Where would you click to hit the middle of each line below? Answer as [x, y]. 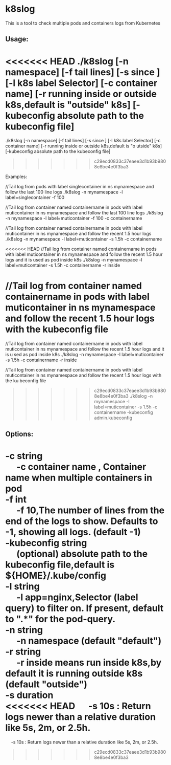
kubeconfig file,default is [60, 565]
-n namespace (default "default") [89, 641]
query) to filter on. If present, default [84, 608]
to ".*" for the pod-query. [60, 619]
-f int [16, 499]
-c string [24, 456]
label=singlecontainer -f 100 [35, 198]
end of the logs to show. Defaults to [82, 521]
